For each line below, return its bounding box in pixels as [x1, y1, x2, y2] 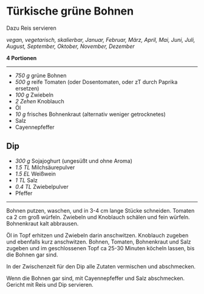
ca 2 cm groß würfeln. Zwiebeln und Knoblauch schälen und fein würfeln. [6, 213, 190, 220]
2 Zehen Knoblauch [15, 97, 65, 104]
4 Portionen [6, 54, 37, 61]
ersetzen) [15, 84, 39, 92]
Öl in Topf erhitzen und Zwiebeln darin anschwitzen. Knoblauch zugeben [6, 231, 189, 239]
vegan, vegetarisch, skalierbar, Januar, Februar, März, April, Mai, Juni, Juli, [6, 36, 195, 43]
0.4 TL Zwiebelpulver [15, 183, 69, 190]
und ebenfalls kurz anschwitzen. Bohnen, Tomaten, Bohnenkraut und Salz [6, 238, 191, 245]
